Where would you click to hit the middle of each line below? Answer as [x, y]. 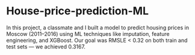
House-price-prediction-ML [78, 11]
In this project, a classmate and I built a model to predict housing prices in [98, 27]
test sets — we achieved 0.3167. [46, 47]
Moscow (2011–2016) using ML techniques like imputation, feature [88, 33]
